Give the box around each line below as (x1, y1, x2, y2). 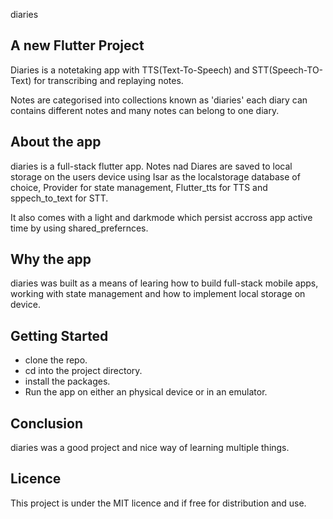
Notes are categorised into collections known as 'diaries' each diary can (10, 94, 308, 106)
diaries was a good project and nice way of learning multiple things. (10, 442, 290, 454)
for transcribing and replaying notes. (33, 74, 184, 86)
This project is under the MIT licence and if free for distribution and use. (10, 497, 307, 509)
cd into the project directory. (24, 365, 143, 377)
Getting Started (10, 327, 109, 344)
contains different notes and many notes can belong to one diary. (10, 104, 280, 116)
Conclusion (10, 415, 84, 432)
